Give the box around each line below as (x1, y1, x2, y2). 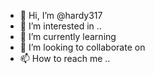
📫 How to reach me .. (19, 53, 111, 64)
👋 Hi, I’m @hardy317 (19, 10, 103, 21)
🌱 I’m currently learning (19, 31, 117, 42)
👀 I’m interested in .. (19, 20, 102, 32)
